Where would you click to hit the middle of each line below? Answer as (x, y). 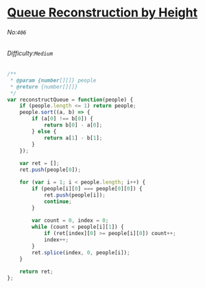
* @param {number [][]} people (53, 80)
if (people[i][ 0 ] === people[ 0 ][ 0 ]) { (87, 188)
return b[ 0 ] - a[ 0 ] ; (73, 125)
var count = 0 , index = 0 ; (70, 221)
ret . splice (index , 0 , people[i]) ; (81, 252)
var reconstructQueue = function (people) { (70, 100)
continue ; (58, 201)
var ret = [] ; (39, 164)
